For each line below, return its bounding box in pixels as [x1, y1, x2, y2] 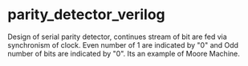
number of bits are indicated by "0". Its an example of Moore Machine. [7, 49, 240, 58]
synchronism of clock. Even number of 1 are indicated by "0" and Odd [7, 40, 238, 49]
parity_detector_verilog [7, 6, 165, 24]
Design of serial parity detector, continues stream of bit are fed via [7, 32, 228, 41]
